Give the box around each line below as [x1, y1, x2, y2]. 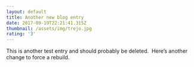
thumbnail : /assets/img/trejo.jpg [6, 25, 93, 32]
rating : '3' [6, 31, 36, 37]
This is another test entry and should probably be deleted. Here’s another [6, 47, 188, 54]
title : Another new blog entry [6, 14, 84, 20]
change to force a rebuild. [6, 54, 70, 61]
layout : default [6, 8, 47, 15]
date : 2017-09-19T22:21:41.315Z [6, 20, 87, 26]
